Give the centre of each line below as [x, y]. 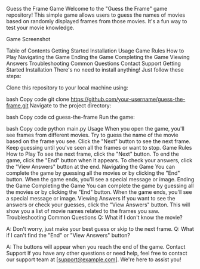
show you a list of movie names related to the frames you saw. [83, 211]
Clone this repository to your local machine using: [67, 88]
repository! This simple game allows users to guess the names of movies [96, 15]
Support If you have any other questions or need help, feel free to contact [97, 253]
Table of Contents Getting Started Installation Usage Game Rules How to [95, 51]
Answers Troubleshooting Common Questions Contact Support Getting [93, 63]
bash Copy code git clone [38, 99]
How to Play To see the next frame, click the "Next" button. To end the [93, 154]
